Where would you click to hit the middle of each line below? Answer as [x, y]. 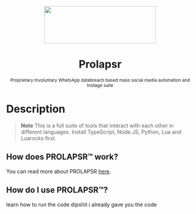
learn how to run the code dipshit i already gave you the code [82, 204]
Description [36, 109]
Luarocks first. [38, 138]
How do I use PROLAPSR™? [57, 190]
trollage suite [100, 85]
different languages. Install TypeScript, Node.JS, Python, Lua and [101, 132]
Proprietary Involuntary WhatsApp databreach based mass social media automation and [100, 80]
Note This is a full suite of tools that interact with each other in [97, 125]
